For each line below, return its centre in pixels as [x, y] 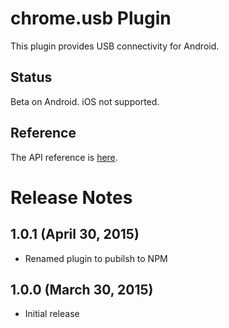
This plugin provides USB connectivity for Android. [115, 46]
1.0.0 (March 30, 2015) [82, 289]
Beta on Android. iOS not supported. [85, 101]
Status [31, 77]
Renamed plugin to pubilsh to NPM [96, 258]
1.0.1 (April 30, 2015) [75, 234]
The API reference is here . [64, 157]
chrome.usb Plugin [91, 18]
